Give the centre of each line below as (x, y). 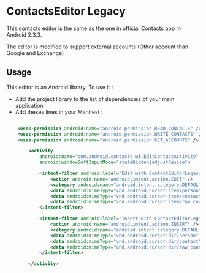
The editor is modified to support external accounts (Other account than (97, 47)
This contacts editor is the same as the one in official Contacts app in (93, 28)
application (29, 105)
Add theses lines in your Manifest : (59, 112)
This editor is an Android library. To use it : (60, 87)
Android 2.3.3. (24, 34)
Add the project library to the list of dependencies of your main (95, 99)
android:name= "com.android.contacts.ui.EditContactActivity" (119, 157)
